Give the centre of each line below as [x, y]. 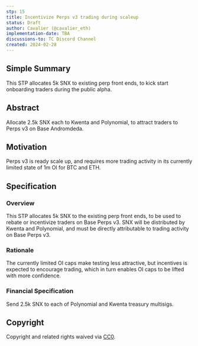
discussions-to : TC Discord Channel [51, 39]
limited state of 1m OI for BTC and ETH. [53, 168]
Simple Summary [38, 69]
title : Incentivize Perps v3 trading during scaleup [72, 17]
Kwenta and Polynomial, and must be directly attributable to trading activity [98, 228]
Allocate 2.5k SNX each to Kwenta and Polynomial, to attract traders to [92, 122]
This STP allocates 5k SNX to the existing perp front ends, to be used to [94, 216]
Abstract [23, 108]
